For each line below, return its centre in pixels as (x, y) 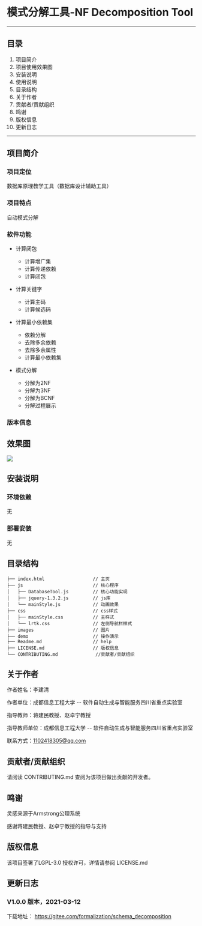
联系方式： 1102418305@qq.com (46, 741)
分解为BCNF (40, 398)
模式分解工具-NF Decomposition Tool (100, 12)
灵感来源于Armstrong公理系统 (43, 813)
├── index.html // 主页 (58, 579)
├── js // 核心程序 (63, 585)
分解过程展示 (40, 405)
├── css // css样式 (62, 611)
